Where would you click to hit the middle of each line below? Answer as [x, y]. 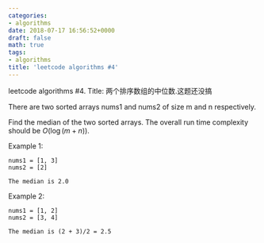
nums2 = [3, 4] [33, 218]
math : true [26, 45]
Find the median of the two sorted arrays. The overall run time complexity [128, 122]
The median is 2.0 [38, 181]
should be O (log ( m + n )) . [49, 130]
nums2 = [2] [28, 168]
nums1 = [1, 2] [33, 210]
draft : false [30, 38]
